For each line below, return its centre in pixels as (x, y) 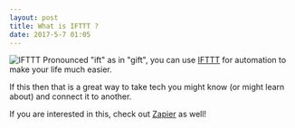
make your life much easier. (61, 69)
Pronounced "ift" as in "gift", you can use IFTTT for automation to (165, 60)
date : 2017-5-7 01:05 (50, 34)
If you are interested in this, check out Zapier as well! (108, 114)
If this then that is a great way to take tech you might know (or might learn (147, 87)
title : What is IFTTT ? (54, 26)
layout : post (34, 18)
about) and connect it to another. (71, 96)
